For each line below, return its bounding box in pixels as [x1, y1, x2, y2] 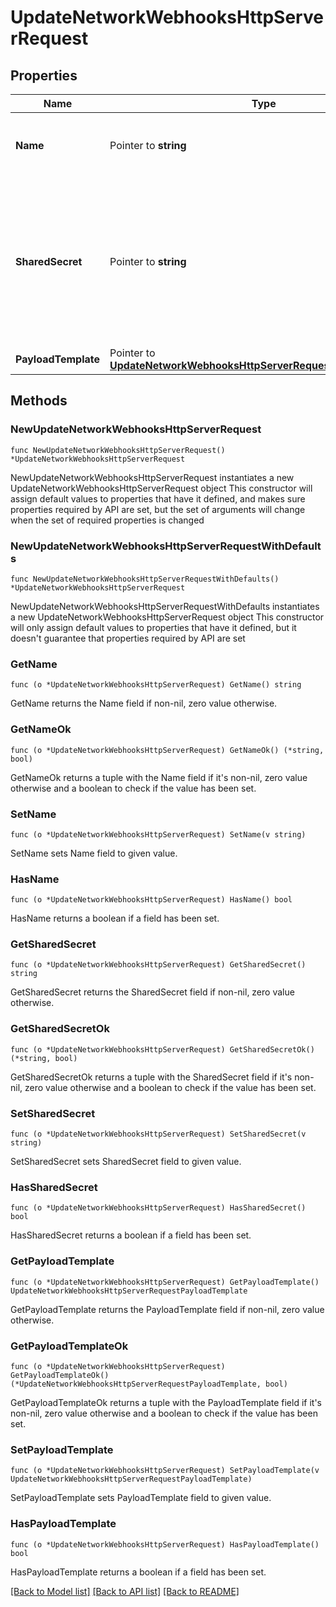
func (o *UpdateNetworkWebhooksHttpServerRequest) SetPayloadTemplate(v [10, 1466, 320, 1476]
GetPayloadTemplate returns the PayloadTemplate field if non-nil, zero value [10, 1303, 325, 1315]
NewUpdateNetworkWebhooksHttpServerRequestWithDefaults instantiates [10, 600, 320, 612]
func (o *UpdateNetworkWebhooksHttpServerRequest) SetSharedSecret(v [10, 1129, 307, 1140]
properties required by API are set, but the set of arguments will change [10, 503, 306, 515]
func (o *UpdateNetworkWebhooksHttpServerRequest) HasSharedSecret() [10, 1203, 307, 1213]
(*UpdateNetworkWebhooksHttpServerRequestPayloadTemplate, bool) [10, 1379, 288, 1389]
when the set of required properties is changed [10, 514, 205, 526]
